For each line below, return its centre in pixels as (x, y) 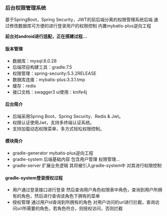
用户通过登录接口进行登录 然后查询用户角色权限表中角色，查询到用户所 (85, 190)
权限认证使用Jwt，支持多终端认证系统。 (53, 122)
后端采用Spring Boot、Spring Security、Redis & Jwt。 (68, 116)
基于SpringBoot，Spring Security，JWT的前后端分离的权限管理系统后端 (79, 20)
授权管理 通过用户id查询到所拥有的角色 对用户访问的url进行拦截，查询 (84, 202)
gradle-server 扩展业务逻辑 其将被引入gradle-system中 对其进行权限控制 (87, 165)
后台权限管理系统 (26, 7)
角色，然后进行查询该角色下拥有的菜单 (61, 196)
